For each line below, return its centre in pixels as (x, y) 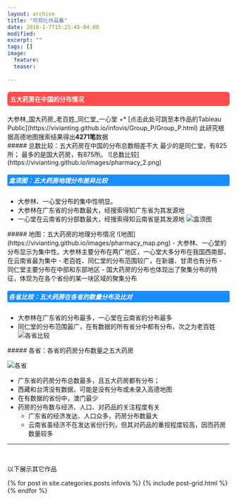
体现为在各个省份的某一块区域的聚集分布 (78, 278)
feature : (26, 60)
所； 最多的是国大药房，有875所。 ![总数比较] (73, 154)
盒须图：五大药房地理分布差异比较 (58, 180)
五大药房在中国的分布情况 (47, 99)
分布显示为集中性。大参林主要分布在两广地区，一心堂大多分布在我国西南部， (119, 251)
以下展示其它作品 (32, 468)
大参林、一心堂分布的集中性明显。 (67, 201)
